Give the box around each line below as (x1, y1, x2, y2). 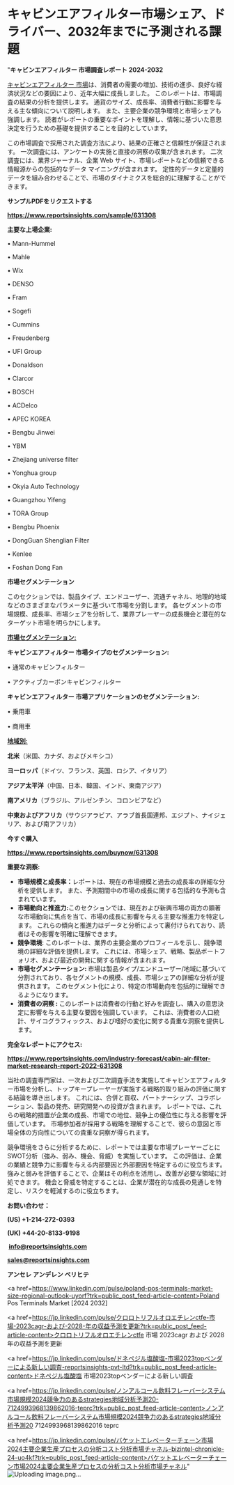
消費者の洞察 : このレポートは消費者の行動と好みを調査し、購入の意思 (17, 999, 218, 1007)
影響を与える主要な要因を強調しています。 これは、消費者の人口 (29, 1008, 214, 1016)
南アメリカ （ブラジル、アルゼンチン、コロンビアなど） (7, 795, 166, 804)
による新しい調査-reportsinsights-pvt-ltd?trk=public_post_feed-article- (13, 1362, 217, 1371)
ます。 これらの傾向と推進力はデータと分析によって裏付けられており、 (17, 921, 219, 929)
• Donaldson (7, 360, 44, 369)
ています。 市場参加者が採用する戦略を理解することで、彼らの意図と (19, 1119, 216, 1128)
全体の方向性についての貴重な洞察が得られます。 (13, 1128, 153, 1136)
